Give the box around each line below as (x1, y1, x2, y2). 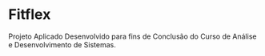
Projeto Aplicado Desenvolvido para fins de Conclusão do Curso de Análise (8, 32, 257, 41)
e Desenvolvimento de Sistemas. (8, 39, 116, 49)
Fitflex (8, 6, 51, 24)
